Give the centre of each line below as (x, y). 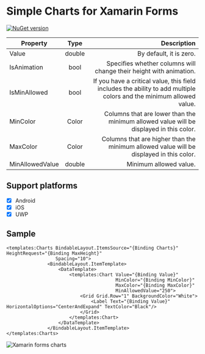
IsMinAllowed (29, 92)
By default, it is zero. (166, 53)
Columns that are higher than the (149, 139)
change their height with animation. (145, 71)
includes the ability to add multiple (146, 88)
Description (178, 43)
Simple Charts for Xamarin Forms (92, 11)
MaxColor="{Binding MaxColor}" (155, 285)
